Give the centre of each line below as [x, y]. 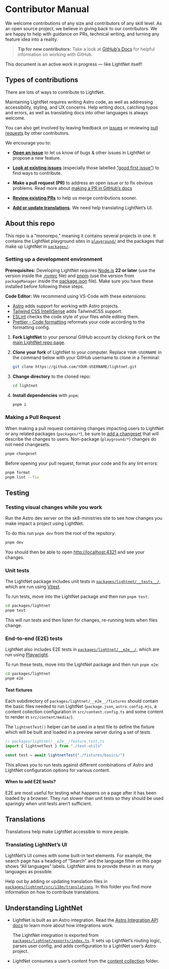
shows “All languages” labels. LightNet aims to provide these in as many [80, 866]
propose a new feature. [37, 158]
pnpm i [19, 404]
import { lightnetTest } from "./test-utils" [54, 746]
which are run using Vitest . [33, 587]
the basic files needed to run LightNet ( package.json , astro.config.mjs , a [81, 707]
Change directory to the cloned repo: [52, 376]
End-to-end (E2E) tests [34, 638]
